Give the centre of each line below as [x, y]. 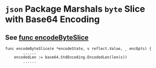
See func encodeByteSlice [47, 37]
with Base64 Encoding [52, 19]
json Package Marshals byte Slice [75, 9]
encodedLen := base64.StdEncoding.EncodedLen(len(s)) [71, 57]
